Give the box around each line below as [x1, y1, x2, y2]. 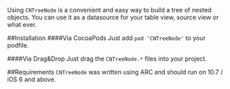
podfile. [7, 41, 29, 49]
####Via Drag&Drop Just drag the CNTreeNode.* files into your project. [7, 55, 207, 63]
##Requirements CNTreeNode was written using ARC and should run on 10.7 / [7, 68, 223, 76]
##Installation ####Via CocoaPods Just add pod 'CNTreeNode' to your [7, 34, 206, 42]
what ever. [7, 21, 37, 28]
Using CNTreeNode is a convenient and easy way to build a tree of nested [7, 6, 212, 14]
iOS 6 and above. [7, 75, 57, 83]
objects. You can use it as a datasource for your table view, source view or [7, 13, 219, 21]
